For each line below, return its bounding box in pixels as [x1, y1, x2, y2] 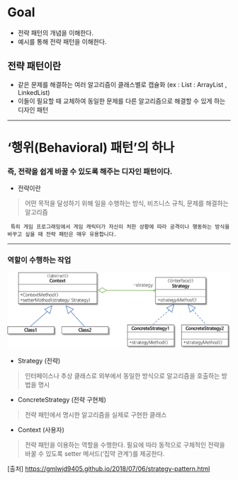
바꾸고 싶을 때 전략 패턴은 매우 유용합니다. [7, 231, 118, 238]
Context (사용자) [17, 425, 65, 434]
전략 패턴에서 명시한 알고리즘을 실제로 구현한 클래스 [24, 411, 167, 419]
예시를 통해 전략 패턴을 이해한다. [17, 37, 107, 46]
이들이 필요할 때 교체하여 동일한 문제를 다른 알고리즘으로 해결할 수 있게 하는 [17, 96, 226, 105]
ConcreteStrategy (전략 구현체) [17, 396, 106, 404]
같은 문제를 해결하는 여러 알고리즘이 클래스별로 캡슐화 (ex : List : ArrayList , [17, 80, 227, 88]
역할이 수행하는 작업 [7, 256, 72, 265]
